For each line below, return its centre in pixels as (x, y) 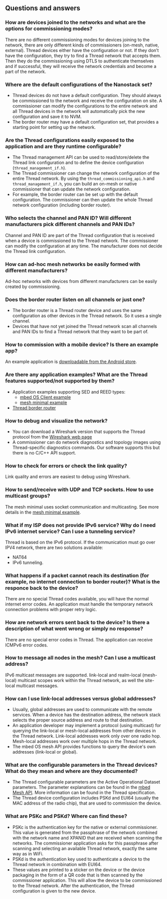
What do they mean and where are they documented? (72, 771)
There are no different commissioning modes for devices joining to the (77, 39)
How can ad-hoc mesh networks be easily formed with (73, 264)
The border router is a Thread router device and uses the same (77, 310)
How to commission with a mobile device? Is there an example (82, 344)
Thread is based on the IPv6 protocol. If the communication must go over (80, 542)
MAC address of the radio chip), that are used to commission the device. (87, 803)
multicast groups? (28, 496)
